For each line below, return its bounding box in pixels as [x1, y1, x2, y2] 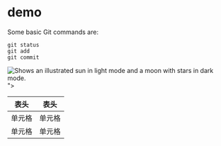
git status [7, 41, 40, 48]
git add [7, 47, 30, 55]
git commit [7, 54, 40, 61]
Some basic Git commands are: [7, 28, 99, 36]
